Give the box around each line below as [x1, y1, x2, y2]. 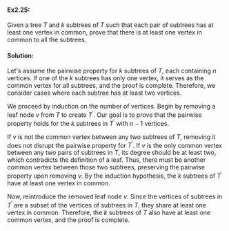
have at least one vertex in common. [7, 179, 110, 187]
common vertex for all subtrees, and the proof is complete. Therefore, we [7, 82, 216, 90]
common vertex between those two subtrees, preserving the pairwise [7, 163, 206, 172]
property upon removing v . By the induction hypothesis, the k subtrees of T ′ [7, 170, 223, 180]
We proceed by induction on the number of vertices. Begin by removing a [7, 102, 216, 111]
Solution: [7, 51, 34, 59]
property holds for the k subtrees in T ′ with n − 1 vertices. [7, 118, 170, 127]
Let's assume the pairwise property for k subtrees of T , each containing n [7, 66, 217, 75]
